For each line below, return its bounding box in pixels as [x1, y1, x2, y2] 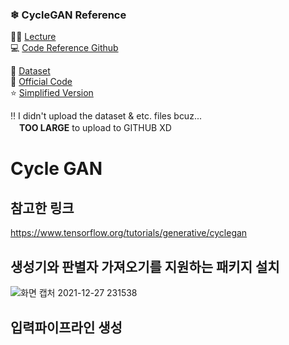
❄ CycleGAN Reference [10, 8, 127, 22]
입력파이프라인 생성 [10, 319, 123, 336]
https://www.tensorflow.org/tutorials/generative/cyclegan [10, 227, 248, 239]
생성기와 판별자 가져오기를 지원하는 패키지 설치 [10, 258, 280, 275]
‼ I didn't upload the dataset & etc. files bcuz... [10, 110, 202, 122]
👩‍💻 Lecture [10, 31, 57, 43]
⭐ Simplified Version [10, 87, 94, 99]
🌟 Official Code [10, 76, 73, 88]
